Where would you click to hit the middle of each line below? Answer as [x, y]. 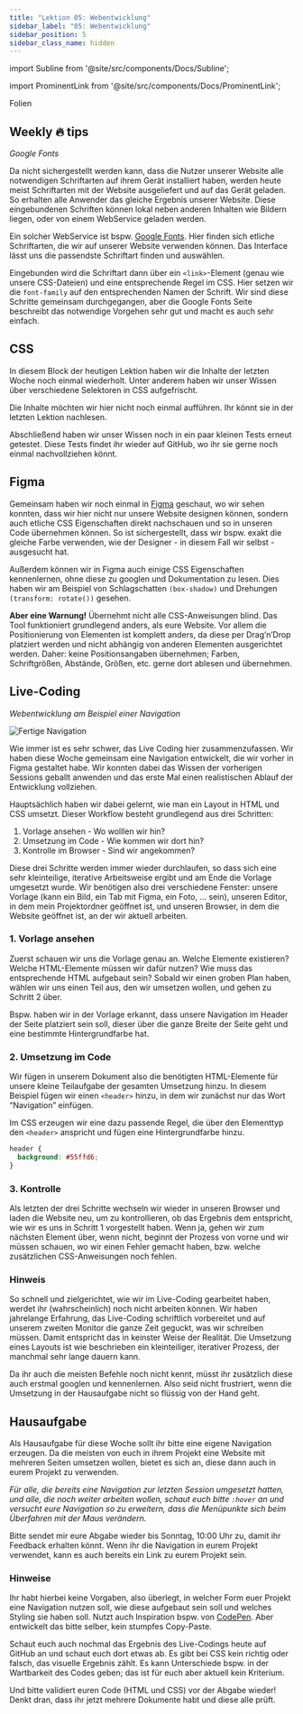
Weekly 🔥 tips [49, 132]
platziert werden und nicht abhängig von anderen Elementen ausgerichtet [146, 644]
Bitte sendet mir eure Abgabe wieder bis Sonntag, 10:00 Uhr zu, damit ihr [145, 1536]
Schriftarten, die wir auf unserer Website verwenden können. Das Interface [149, 246]
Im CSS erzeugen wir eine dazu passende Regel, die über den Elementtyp [147, 1123]
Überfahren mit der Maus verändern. [78, 1518]
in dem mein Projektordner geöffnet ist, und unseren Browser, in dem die [144, 906]
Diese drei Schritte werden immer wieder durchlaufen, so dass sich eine [143, 867]
